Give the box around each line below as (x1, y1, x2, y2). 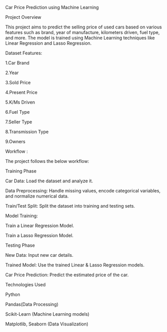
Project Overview (5, 14, 42, 20)
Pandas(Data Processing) (5, 302, 59, 307)
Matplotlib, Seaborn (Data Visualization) (5, 321, 89, 327)
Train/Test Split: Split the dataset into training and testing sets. (5, 203, 136, 209)
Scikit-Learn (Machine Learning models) (5, 311, 90, 317)
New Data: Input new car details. (5, 252, 74, 258)
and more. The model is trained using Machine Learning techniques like (5, 35, 155, 41)
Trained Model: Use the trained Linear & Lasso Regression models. (5, 262, 145, 268)
